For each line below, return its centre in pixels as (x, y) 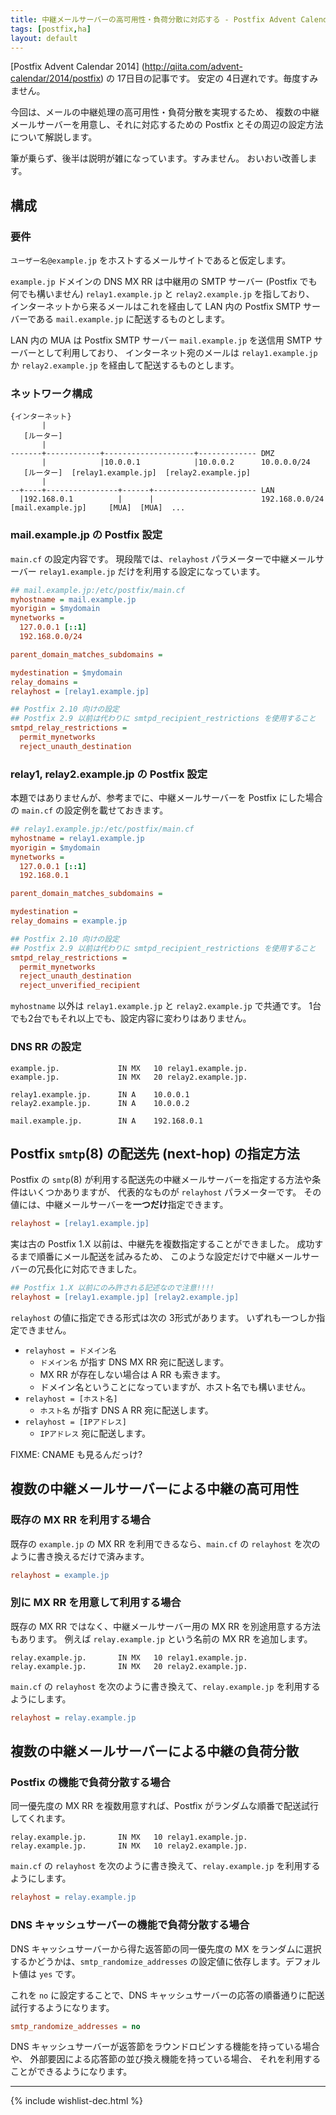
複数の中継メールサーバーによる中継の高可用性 (155, 1489)
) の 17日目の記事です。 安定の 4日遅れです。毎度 (201, 78)
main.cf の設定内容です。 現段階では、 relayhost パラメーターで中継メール (163, 558)
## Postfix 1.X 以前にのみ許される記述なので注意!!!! (112, 1288)
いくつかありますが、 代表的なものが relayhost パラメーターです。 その (174, 1192)
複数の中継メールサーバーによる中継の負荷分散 (155, 1751)
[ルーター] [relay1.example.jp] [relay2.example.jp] (137, 473)
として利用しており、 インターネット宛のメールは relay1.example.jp (177, 353)
